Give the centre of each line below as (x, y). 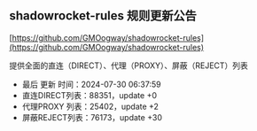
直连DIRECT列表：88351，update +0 (90, 95)
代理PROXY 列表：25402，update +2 (90, 106)
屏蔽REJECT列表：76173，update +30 (92, 117)
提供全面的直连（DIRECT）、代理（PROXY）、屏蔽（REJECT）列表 (128, 65)
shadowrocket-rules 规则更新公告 (103, 16)
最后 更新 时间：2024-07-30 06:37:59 (91, 84)
